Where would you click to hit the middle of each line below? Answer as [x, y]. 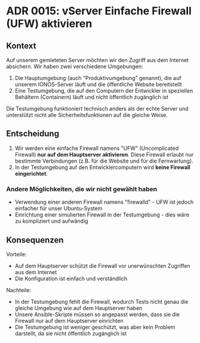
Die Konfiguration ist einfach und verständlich [71, 278]
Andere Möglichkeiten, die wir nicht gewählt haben [81, 189]
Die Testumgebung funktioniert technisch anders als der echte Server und [98, 108]
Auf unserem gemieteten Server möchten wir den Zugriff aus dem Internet [98, 60]
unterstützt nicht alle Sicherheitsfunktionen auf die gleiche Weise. [87, 115]
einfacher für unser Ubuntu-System [59, 209]
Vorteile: [16, 254]
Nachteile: [19, 290]
